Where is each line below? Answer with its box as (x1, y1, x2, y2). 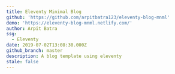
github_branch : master (6, 48, 63, 54)
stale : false (6, 58, 39, 64)
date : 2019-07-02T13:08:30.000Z (6, 42, 87, 48)
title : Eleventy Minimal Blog (6, 8, 82, 15)
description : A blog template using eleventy (6, 53, 122, 59)
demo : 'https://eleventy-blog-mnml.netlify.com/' (6, 20, 133, 26)
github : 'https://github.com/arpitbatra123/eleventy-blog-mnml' (6, 14, 170, 20)
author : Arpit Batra (6, 25, 58, 32)
